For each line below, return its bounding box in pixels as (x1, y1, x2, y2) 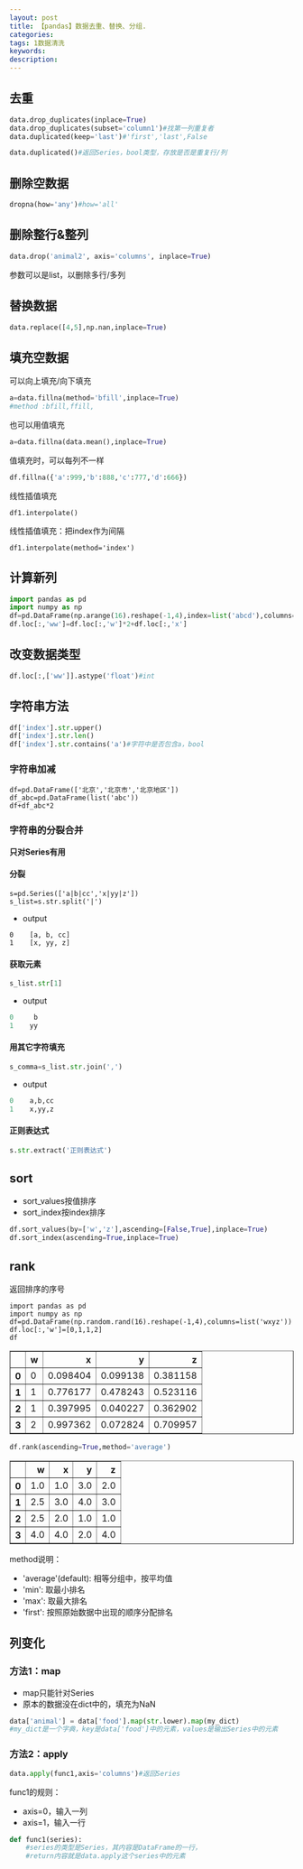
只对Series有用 (9, 846, 66, 857)
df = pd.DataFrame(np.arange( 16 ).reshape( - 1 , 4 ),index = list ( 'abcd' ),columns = (9, 611, 297, 621)
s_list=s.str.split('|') (9, 897, 103, 906)
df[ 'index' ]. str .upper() (9, 723, 103, 732)
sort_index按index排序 (22, 1207, 106, 1218)
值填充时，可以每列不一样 (9, 455, 105, 466)
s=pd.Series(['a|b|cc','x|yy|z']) (9, 889, 140, 898)
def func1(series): (9, 1835, 83, 1844)
